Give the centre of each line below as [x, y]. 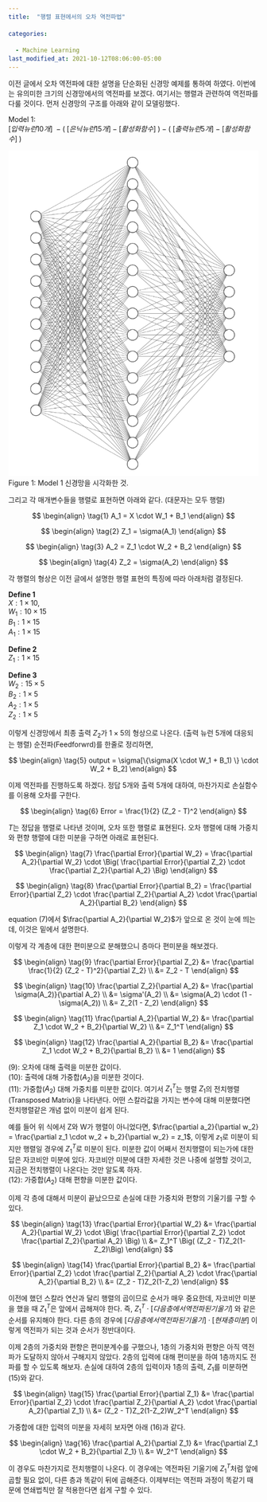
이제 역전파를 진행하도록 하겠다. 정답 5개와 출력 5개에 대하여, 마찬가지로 [119, 785]
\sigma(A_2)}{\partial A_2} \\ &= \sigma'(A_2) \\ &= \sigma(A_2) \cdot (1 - [133, 994]
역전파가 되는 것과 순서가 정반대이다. [79, 1330]
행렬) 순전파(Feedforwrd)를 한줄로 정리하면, [85, 744]
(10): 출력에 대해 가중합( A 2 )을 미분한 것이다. [76, 1078]
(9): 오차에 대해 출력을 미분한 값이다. [65, 1067]
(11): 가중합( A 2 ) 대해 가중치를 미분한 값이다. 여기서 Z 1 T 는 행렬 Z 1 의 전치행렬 [124, 1089]
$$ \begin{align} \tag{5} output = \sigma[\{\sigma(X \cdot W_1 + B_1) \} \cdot [133, 760]
